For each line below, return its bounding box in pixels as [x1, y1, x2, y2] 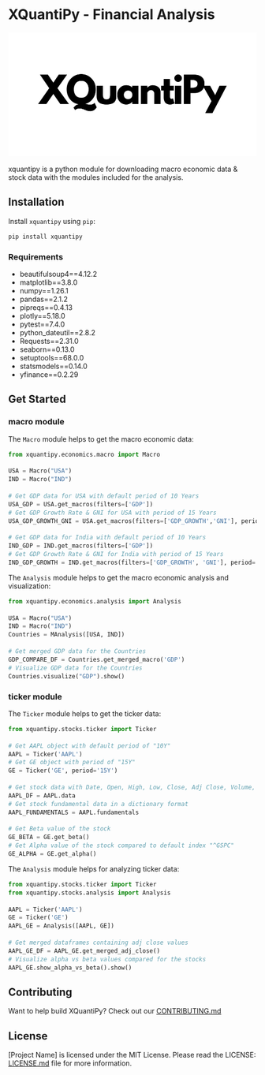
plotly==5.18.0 [19, 311, 65, 320]
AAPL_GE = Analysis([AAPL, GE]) [8, 922, 114, 930]
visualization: [8, 581, 51, 591]
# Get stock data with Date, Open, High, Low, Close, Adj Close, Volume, [8, 783, 256, 792]
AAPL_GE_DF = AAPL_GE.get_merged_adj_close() [8, 946, 160, 955]
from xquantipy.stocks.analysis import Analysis [8, 889, 171, 897]
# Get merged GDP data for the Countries [8, 648, 147, 655]
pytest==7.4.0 [19, 319, 65, 329]
